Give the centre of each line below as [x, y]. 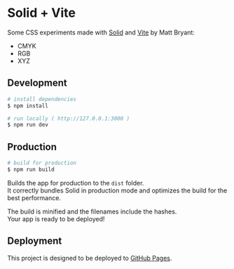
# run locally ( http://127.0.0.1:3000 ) [69, 118]
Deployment [35, 241]
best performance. [34, 197]
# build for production [42, 163]
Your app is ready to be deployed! [56, 218]
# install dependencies [42, 99]
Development [37, 83]
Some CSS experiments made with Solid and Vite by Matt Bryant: [101, 32]
